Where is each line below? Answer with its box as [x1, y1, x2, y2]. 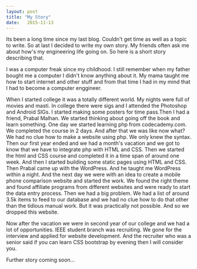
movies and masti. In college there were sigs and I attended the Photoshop [6, 102, 187, 109]
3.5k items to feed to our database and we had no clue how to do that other [6, 196, 189, 203]
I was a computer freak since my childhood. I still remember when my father [6, 66, 191, 73]
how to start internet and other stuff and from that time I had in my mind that [6, 78, 191, 85]
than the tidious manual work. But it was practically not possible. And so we [6, 202, 189, 210]
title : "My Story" [6, 14, 51, 20]
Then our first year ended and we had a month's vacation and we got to [6, 140, 181, 147]
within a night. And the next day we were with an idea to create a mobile [6, 171, 181, 178]
